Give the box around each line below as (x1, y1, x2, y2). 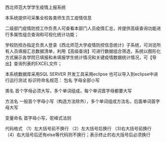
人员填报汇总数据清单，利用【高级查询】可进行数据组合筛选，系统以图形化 (9, 48, 161, 54)
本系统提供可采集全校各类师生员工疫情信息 (5, 15, 92, 21)
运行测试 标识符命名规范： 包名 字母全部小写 (9, 77, 100, 83)
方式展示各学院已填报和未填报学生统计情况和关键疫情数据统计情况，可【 (5, 54, 152, 60)
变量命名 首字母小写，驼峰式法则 (5, 115, 72, 121)
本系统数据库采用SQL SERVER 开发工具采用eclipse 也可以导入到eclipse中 (5, 71, 154, 77)
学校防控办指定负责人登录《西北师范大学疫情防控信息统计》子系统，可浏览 (5, 42, 157, 48)
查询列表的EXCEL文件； (13, 61, 63, 66)
